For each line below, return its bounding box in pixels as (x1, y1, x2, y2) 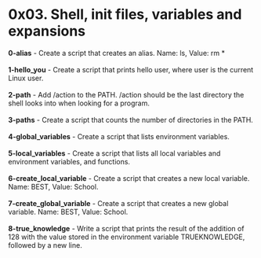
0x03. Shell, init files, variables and (8, 6, 242, 24)
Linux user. (8, 73, 44, 83)
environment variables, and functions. (8, 157, 131, 166)
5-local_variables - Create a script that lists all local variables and (8, 148, 221, 158)
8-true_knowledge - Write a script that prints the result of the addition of (8, 223, 245, 233)
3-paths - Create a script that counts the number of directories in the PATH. (8, 115, 253, 124)
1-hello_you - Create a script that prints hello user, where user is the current (8, 64, 254, 74)
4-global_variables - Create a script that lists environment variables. (8, 131, 230, 141)
